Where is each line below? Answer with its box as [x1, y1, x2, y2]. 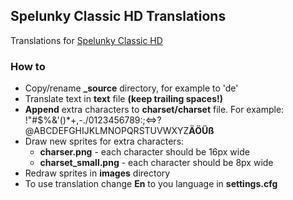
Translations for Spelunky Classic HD [10, 34, 163, 46]
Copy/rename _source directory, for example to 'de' [24, 82, 239, 94]
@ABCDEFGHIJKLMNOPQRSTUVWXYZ [24, 125, 190, 137]
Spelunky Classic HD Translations [10, 8, 227, 25]
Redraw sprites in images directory [24, 167, 171, 179]
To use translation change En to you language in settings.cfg [24, 178, 278, 190]
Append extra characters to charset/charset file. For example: [24, 104, 285, 116]
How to [10, 59, 46, 73]
